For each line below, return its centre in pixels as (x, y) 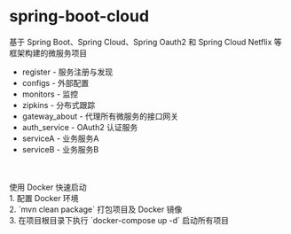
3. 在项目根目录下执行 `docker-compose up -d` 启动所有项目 (119, 220)
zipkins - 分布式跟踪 (59, 105)
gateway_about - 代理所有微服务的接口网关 (100, 116)
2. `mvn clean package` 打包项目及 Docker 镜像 (96, 209)
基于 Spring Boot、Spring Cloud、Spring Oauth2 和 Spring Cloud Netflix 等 (145, 42)
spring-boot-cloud (79, 16)
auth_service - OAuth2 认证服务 (80, 127)
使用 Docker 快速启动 (48, 187)
